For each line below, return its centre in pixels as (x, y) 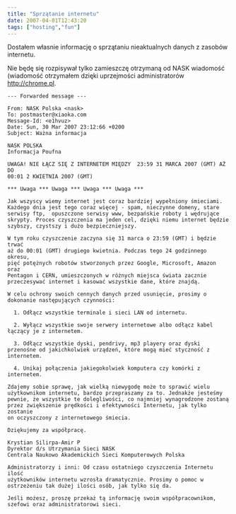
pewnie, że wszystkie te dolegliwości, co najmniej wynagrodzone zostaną (118, 399)
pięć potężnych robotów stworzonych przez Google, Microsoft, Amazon (112, 263)
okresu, (19, 257)
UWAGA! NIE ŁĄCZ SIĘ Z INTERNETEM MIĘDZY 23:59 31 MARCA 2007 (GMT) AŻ (117, 164)
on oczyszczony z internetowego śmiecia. (69, 418)
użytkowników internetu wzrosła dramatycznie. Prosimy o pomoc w (105, 480)
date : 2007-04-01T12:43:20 (47, 21)
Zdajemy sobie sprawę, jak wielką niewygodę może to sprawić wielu (109, 387)
